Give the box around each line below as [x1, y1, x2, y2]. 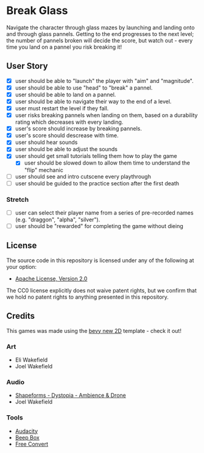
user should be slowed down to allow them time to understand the [24, 159, 191, 166]
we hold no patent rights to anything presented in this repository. [6, 293, 169, 301]
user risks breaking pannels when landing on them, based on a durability [15, 112, 198, 119]
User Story [6, 61, 48, 71]
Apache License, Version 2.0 [15, 275, 88, 282]
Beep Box [15, 433, 40, 441]
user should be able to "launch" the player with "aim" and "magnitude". [15, 77, 194, 84]
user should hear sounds [15, 138, 78, 146]
